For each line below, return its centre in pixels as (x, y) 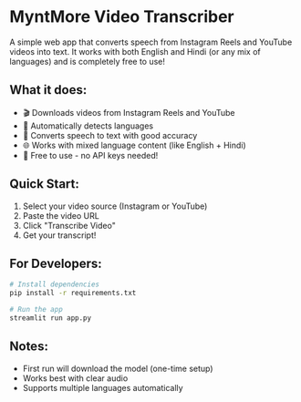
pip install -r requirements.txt (73, 294)
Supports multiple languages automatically (103, 387)
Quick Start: (44, 184)
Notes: (29, 347)
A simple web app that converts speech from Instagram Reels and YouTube (151, 42)
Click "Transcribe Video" (69, 225)
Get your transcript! (59, 235)
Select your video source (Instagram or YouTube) (115, 206)
